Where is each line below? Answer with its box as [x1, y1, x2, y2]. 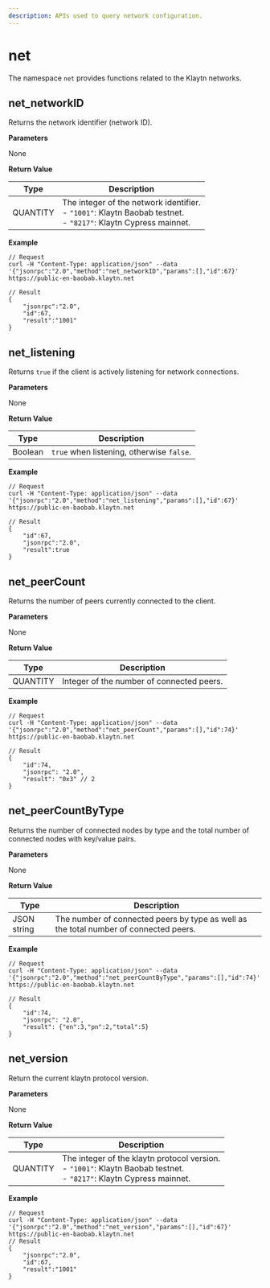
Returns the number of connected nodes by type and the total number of [8, 825, 250, 835]
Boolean [12, 446, 44, 458]
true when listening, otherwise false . [51, 446, 191, 458]
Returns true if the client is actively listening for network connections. [8, 367, 239, 377]
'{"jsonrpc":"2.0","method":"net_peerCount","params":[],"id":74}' [8, 726, 239, 734]
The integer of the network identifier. [62, 197, 201, 208]
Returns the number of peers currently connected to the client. [8, 596, 216, 606]
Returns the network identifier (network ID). [8, 117, 153, 127]
